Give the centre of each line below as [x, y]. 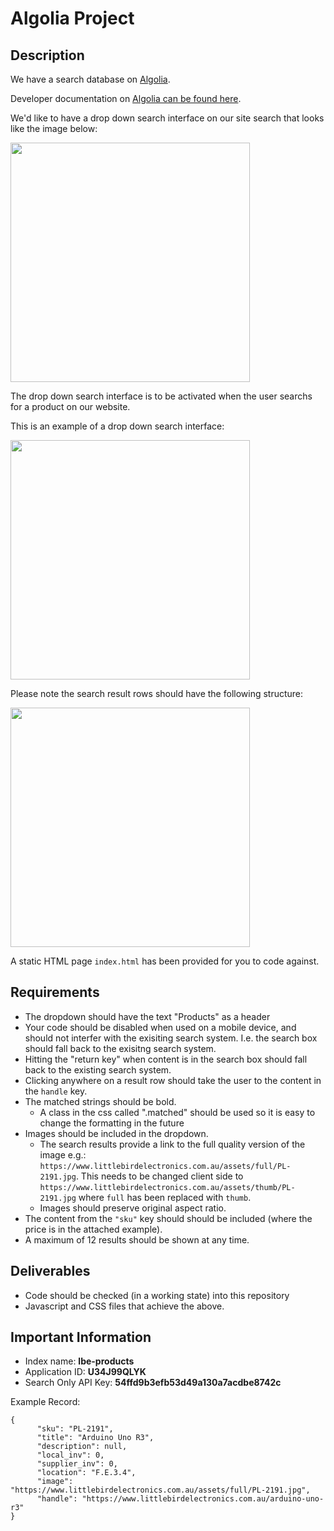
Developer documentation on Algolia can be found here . [126, 98]
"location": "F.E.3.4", [86, 1473]
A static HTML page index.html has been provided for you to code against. [165, 961]
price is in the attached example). [93, 1229]
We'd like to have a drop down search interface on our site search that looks [167, 118]
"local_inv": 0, [70, 1455]
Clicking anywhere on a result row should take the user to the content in [173, 1080]
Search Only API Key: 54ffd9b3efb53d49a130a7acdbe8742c [153, 1383]
